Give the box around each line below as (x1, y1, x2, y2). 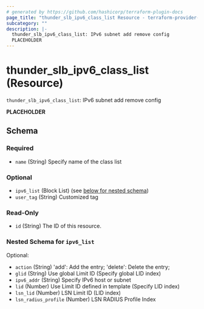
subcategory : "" (6, 20, 47, 26)
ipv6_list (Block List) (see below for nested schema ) (15, 187, 149, 194)
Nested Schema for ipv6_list (6, 238, 95, 246)
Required (6, 144, 34, 153)
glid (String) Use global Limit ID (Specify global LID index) (15, 269, 161, 277)
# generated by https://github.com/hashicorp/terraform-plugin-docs (6, 9, 183, 15)
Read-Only (6, 208, 39, 217)
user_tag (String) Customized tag (15, 193, 99, 201)
